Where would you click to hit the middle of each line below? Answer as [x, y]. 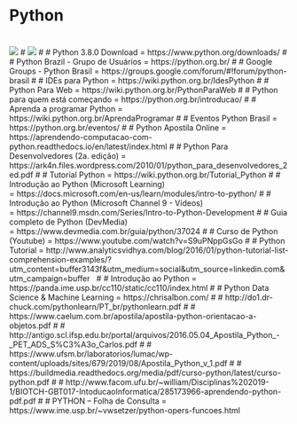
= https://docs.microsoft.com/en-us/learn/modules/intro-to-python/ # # [141, 194]
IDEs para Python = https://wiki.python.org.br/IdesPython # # [157, 81]
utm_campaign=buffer [50, 279]
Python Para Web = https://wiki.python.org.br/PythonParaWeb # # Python [144, 90]
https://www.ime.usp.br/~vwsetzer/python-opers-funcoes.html [125, 411]
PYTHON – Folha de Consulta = [109, 401]
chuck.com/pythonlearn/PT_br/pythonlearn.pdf [95, 307]
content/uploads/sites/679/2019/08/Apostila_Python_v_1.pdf [118, 364]
